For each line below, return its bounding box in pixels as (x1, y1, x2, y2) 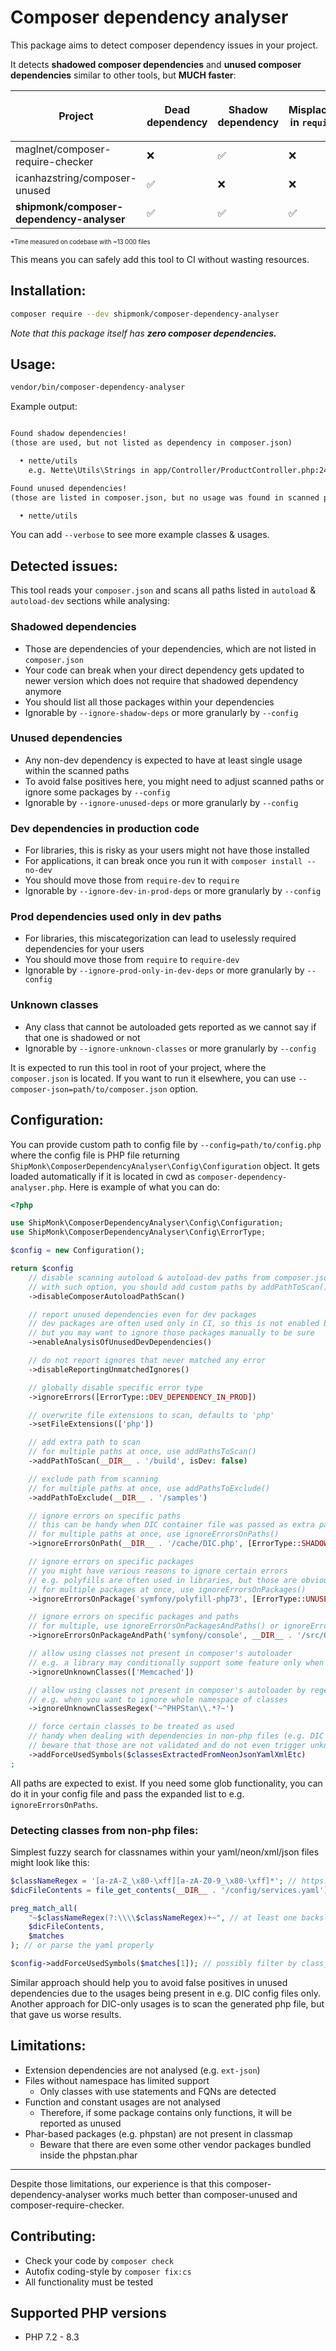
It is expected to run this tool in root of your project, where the (10, 1061, 267, 1073)
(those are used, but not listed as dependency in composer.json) (10, 438, 293, 448)
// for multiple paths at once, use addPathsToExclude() (28, 1483, 271, 1493)
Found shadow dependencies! (10, 429, 128, 439)
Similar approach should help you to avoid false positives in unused (10, 1976, 288, 1988)
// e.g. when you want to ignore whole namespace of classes (28, 1694, 288, 1705)
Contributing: (10, 2228, 97, 2245)
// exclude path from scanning (28, 1474, 159, 1484)
